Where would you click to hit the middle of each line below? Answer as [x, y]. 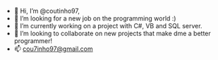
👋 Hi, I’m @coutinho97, [47, 11]
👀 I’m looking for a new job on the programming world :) [95, 18]
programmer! [33, 41]
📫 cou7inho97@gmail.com [53, 49]
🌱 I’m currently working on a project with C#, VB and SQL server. [108, 26]
